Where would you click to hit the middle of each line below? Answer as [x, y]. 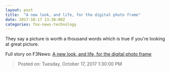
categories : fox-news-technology [41, 24]
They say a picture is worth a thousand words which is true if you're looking [85, 39]
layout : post [19, 10]
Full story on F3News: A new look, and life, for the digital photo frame [79, 54]
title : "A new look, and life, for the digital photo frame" [73, 15]
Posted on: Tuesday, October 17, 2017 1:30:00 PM [70, 64]
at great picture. [22, 44]
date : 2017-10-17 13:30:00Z [35, 19]
